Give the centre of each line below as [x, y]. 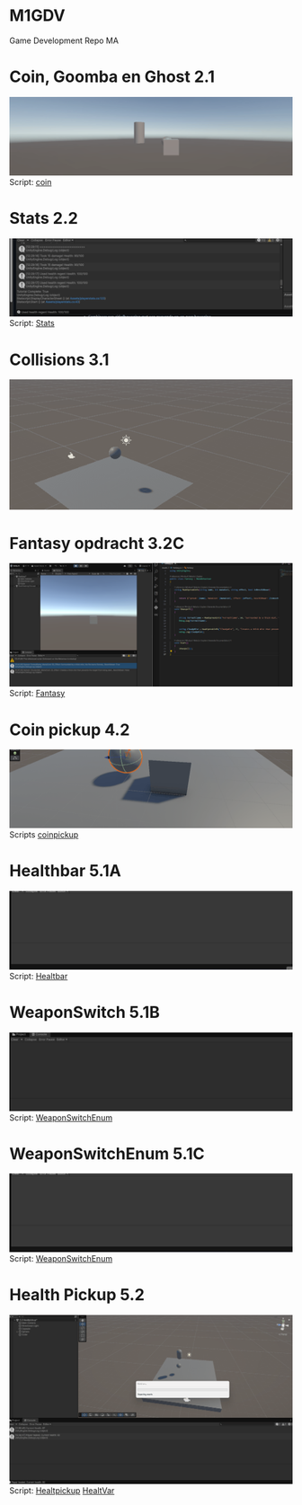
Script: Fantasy [37, 694]
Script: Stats [32, 323]
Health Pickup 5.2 [77, 1295]
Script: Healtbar [39, 976]
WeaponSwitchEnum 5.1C [107, 1153]
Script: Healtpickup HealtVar [62, 1490]
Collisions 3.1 [59, 359]
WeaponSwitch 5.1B [84, 1013]
